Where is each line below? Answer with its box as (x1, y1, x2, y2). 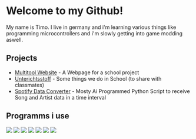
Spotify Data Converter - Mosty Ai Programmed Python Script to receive (14, 87, 190, 95)
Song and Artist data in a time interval (14, 94, 107, 101)
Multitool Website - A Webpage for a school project (14, 69, 139, 76)
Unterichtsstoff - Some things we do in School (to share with (14, 75, 162, 82)
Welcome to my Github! (6, 4, 124, 18)
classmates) (14, 81, 45, 88)
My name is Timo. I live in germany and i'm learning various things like (6, 24, 177, 31)
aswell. (6, 36, 24, 43)
